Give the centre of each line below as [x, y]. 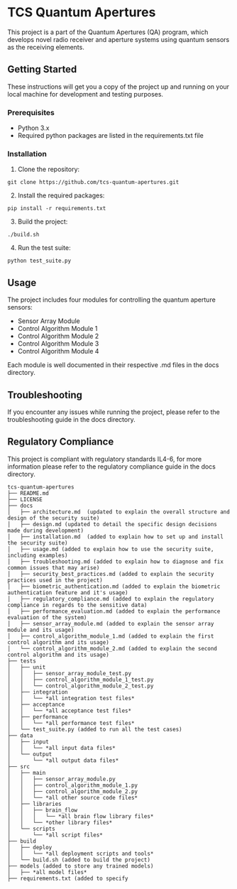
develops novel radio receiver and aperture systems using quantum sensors [118, 39]
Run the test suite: [44, 248]
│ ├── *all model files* [47, 872]
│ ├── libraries [34, 804]
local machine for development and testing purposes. [86, 94]
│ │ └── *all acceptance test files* [70, 711]
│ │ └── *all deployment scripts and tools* [81, 853]
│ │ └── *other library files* [60, 822]
